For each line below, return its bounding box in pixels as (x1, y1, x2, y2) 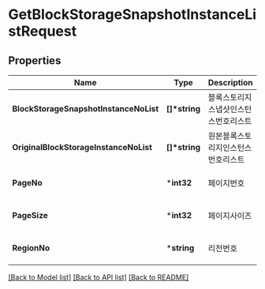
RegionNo (12, 242, 50, 253)
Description (207, 77, 253, 88)
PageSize (12, 210, 49, 220)
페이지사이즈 (207, 211, 252, 221)
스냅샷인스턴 (207, 104, 252, 114)
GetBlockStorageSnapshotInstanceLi (8, 6, 257, 24)
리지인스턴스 (207, 142, 252, 153)
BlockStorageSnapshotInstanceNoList (12, 103, 159, 114)
